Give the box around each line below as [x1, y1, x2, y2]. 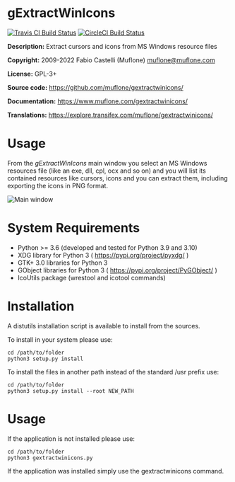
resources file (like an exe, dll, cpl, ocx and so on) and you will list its [7, 166, 206, 175]
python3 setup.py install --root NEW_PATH [7, 387, 134, 394]
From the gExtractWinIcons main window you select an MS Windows [7, 159, 207, 167]
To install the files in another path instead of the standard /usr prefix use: [7, 367, 219, 376]
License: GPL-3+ [7, 69, 58, 78]
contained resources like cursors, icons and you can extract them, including [7, 173, 228, 182]
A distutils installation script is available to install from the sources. [7, 321, 200, 330]
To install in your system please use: [7, 335, 113, 344]
